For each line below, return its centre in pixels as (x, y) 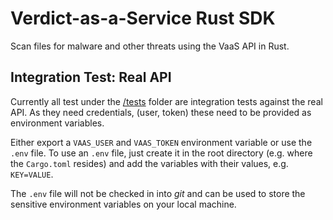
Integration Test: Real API (91, 77)
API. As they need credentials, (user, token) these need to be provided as (161, 112)
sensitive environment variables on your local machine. (123, 204)
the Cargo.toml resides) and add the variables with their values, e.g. (149, 163)
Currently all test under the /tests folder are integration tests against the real (166, 101)
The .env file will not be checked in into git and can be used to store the (158, 193)
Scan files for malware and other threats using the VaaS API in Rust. (150, 46)
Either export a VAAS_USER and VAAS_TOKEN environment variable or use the (161, 142)
